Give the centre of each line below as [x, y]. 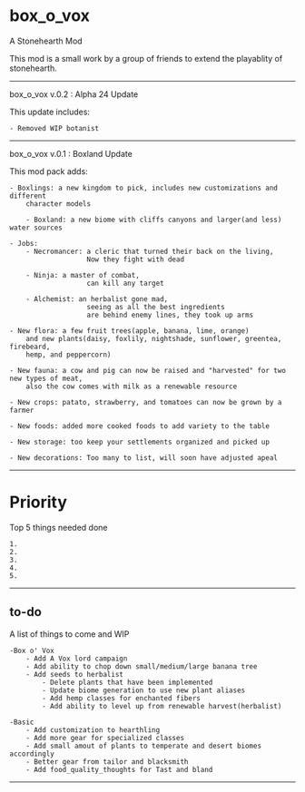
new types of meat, [46, 378]
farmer [22, 410]
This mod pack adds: [49, 171]
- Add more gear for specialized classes [105, 738]
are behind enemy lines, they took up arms [170, 315]
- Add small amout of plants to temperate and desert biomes [143, 746]
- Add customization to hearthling [93, 730]
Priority [39, 502]
